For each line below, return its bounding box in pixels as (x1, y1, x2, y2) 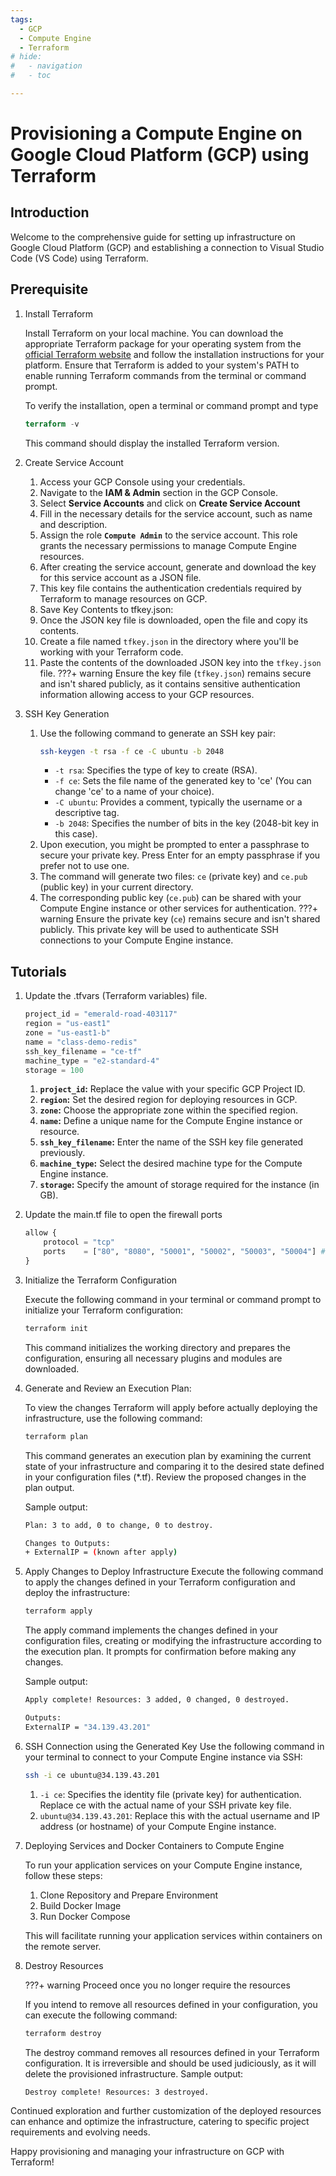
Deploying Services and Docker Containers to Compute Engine (24, 1839, 285, 1851)
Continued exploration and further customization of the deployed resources (10, 2105, 322, 2117)
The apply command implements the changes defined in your (24, 1624, 279, 1636)
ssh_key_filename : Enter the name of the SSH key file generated (39, 1136, 304, 1148)
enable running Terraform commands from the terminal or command (24, 369, 307, 381)
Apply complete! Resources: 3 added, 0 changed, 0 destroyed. (24, 1695, 290, 1705)
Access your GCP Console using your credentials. (39, 476, 246, 488)
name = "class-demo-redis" (24, 1037, 138, 1047)
